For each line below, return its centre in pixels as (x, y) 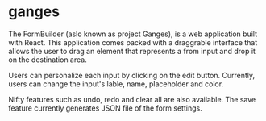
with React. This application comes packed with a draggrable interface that (133, 42)
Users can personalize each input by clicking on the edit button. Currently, (132, 75)
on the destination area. (48, 60)
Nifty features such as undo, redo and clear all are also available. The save (132, 99)
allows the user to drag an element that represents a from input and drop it (132, 51)
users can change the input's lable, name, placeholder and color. (116, 84)
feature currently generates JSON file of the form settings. (106, 108)
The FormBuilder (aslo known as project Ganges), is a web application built (133, 34)
